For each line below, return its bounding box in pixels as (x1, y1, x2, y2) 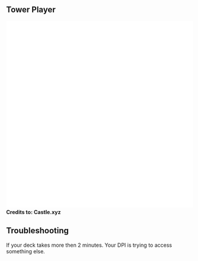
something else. (6, 247, 46, 254)
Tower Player (6, 5, 56, 15)
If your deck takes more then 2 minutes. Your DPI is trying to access (6, 241, 173, 249)
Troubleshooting (6, 225, 69, 236)
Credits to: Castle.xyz (6, 208, 61, 215)
